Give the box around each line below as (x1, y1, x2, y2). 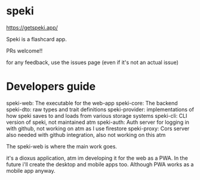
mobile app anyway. (6, 167, 56, 174)
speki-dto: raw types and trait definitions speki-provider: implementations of (6, 106, 194, 113)
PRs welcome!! (6, 47, 43, 54)
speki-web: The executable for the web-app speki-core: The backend (6, 99, 178, 106)
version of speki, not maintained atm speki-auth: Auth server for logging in (6, 118, 190, 126)
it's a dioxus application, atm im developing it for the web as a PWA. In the (6, 154, 188, 161)
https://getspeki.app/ (6, 24, 58, 31)
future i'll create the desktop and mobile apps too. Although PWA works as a (6, 160, 194, 168)
